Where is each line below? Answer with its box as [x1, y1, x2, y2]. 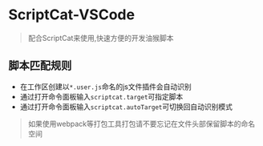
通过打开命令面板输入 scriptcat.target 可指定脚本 [19, 91, 184, 101]
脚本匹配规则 [8, 59, 72, 73]
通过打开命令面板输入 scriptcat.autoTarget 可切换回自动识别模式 [19, 102, 233, 112]
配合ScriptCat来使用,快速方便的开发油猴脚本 [27, 33, 174, 43]
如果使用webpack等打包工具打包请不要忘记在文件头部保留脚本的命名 [27, 119, 255, 128]
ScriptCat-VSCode [8, 6, 135, 24]
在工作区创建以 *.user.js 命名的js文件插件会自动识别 [19, 82, 192, 91]
